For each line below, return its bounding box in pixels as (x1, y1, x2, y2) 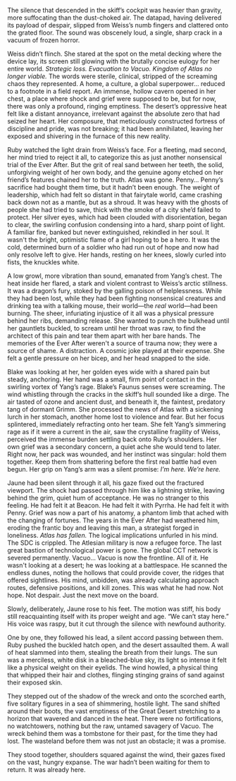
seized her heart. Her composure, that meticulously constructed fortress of (7, 117, 225, 125)
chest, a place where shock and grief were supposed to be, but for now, (7, 94, 216, 103)
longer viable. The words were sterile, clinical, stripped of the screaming (7, 72, 218, 80)
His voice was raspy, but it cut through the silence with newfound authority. (7, 620, 227, 628)
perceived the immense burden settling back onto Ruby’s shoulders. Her (7, 435, 217, 443)
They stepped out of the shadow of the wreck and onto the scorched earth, (7, 692, 227, 700)
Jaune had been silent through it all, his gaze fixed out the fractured (7, 479, 204, 487)
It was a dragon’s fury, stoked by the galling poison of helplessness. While (7, 287, 223, 295)
